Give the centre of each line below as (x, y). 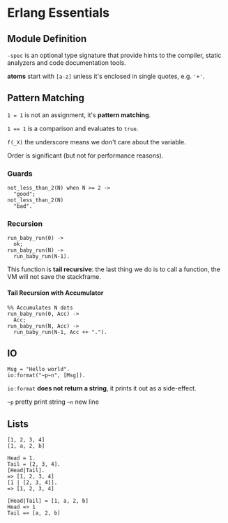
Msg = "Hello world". (39, 370)
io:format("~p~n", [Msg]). (46, 376)
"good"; (25, 194)
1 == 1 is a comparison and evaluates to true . (73, 128)
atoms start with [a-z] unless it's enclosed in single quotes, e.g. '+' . (106, 76)
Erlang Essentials (59, 13)
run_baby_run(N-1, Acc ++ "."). (61, 332)
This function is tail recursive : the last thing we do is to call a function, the (114, 269)
